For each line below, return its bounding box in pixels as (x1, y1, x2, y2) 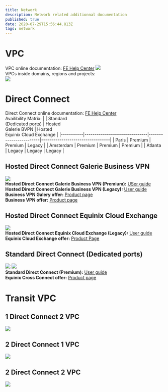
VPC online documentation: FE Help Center (5, 65, 95, 71)
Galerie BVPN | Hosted (5, 126, 52, 132)
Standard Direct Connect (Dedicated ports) (5, 250, 143, 259)
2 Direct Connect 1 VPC (5, 340, 79, 349)
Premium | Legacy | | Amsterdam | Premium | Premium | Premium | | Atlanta (5, 142, 161, 148)
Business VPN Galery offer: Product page (5, 191, 93, 198)
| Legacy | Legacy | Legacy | (5, 148, 64, 154)
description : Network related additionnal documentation (5, 12, 127, 17)
